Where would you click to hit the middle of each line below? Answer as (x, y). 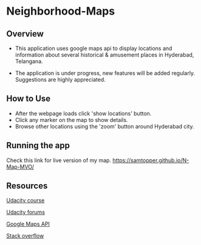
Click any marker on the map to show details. (72, 119)
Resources (27, 186)
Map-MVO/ (20, 166)
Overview (25, 34)
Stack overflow (25, 236)
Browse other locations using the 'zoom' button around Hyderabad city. (104, 126)
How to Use (29, 99)
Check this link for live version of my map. (59, 160)
